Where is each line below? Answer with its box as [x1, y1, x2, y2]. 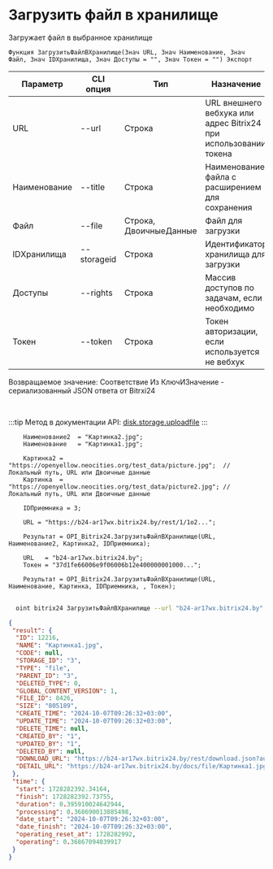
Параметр [21, 78, 63, 89]
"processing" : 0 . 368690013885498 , [15, 807, 132, 816]
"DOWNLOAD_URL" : [15, 754, 71, 763]
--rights [80, 287, 113, 298]
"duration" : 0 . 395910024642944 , [15, 800, 126, 808]
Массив [205, 272, 236, 283]
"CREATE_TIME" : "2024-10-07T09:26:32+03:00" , [15, 710, 173, 718]
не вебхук [205, 356, 245, 367]
